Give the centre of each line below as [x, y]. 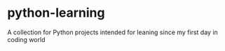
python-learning [56, 13]
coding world [26, 39]
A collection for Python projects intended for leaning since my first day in [113, 32]
